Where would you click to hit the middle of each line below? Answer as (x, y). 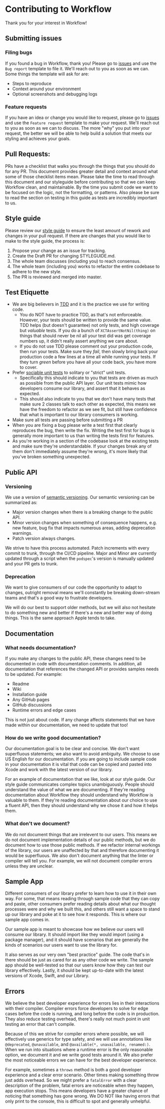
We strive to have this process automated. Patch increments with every (77, 548)
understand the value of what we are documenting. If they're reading (75, 790)
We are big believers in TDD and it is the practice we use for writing (81, 304)
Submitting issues (33, 38)
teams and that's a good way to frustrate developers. (59, 598)
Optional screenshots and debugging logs (55, 94)
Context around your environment (47, 89)
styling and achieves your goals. (38, 138)
